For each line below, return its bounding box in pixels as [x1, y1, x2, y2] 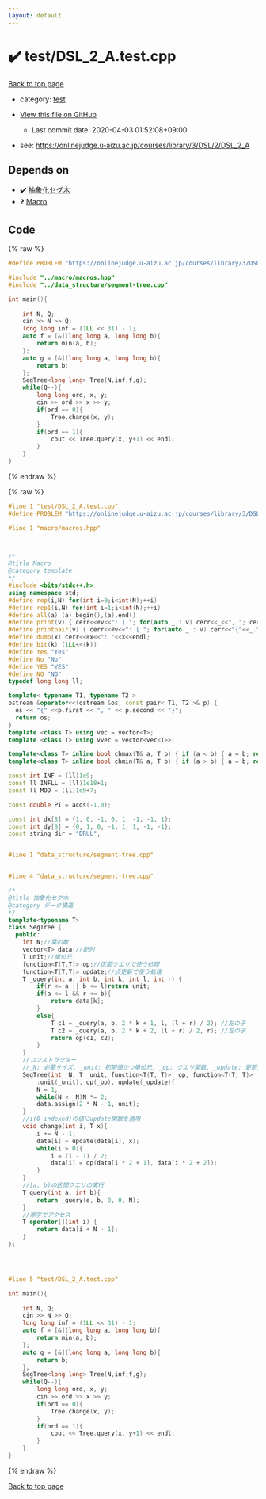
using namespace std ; [8, 589, 80, 597]
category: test [19, 94, 66, 104]
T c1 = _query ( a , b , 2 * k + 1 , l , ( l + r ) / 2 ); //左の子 [50, 1019, 246, 1027]
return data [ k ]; [50, 997, 104, 1005]
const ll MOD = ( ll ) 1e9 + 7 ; [8, 786, 97, 795]
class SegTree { [8, 924, 62, 932]
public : [15, 931, 41, 939]
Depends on [8, 163, 70, 177]
